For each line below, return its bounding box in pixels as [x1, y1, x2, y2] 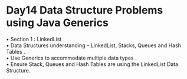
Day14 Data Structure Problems [6, 4, 163, 17]
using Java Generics [6, 16, 109, 29]
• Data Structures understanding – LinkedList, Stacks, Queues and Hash [6, 42, 182, 49]
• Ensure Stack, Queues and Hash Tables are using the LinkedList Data [6, 60, 179, 68]
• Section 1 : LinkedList [6, 35, 62, 42]
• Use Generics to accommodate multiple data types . [6, 54, 137, 61]
